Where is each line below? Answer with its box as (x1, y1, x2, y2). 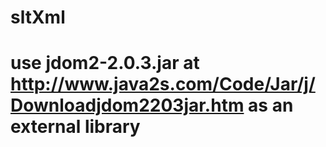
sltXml (10, 6, 66, 29)
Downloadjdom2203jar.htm (10, 94, 245, 117)
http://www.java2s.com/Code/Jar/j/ (10, 73, 316, 96)
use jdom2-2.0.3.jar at (10, 52, 200, 75)
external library (10, 116, 141, 138)
